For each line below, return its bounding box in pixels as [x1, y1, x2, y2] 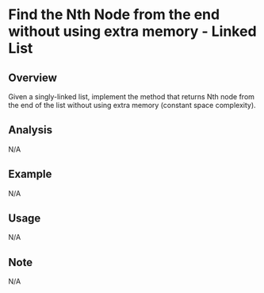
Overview [8, 71, 58, 84]
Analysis [8, 123, 53, 137]
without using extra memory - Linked [8, 22, 257, 40]
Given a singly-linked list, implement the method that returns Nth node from [8, 92, 255, 101]
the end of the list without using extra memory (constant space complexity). [8, 101, 256, 110]
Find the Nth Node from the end [8, 6, 220, 24]
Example [8, 168, 52, 181]
